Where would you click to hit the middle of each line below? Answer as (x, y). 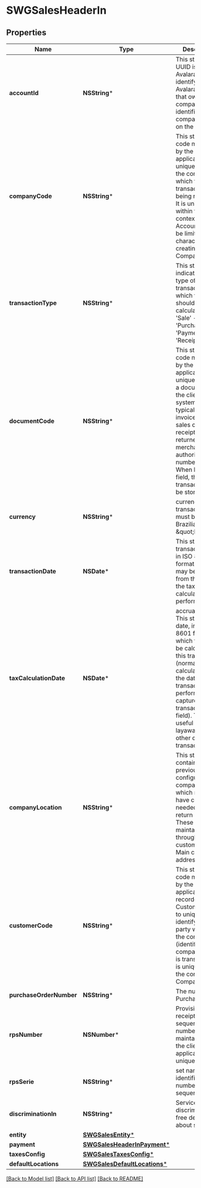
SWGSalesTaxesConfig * (118, 1154)
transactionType (33, 303)
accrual (186, 611)
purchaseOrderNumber (43, 995)
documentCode (32, 421)
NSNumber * (101, 1035)
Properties (26, 33)
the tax (185, 586)
